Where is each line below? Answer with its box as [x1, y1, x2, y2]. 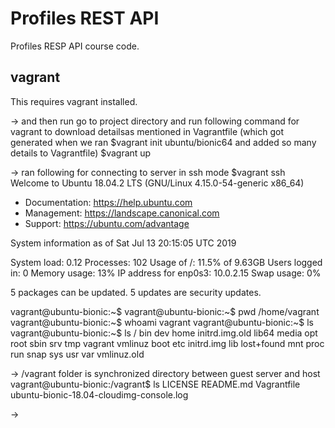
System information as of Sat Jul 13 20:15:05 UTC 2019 [10, 237, 237, 249]
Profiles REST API [10, 7, 160, 30]
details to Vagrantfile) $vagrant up [10, 147, 152, 159]
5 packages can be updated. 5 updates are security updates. [10, 286, 262, 298]
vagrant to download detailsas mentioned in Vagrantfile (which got [10, 125, 284, 137]
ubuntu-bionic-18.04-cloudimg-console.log [10, 388, 189, 401]
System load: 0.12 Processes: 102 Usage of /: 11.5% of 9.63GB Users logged [10, 256, 323, 268]
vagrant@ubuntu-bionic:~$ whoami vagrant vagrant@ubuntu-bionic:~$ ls [10, 316, 314, 328]
